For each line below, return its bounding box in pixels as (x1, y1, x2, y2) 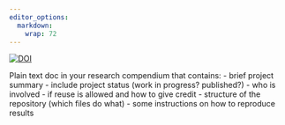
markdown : (17, 21, 53, 30)
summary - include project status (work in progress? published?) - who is (9, 80, 276, 91)
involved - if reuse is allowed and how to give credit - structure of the (9, 89, 261, 99)
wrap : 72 (25, 29, 57, 38)
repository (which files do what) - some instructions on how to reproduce (9, 99, 276, 109)
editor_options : (9, 12, 69, 22)
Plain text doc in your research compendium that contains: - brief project (9, 70, 274, 81)
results (9, 107, 34, 119)
